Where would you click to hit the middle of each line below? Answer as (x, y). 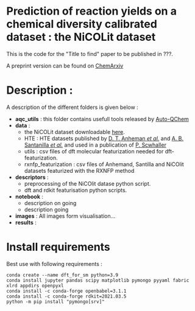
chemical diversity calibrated (82, 24)
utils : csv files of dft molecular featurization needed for (94, 151)
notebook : (29, 197)
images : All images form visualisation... (65, 216)
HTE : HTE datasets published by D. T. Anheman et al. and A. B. (104, 138)
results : (26, 222)
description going (46, 209)
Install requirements (58, 247)
